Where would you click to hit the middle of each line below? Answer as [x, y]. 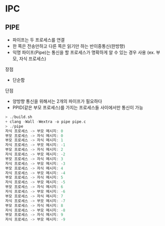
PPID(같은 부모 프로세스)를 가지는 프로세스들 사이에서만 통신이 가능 [78, 107]
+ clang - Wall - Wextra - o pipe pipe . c [45, 122]
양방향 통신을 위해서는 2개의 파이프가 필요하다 [57, 101]
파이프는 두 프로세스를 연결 [38, 40]
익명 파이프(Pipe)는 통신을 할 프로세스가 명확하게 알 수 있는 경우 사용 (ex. [83, 52]
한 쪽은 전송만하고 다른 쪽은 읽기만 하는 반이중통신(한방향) [69, 46]
